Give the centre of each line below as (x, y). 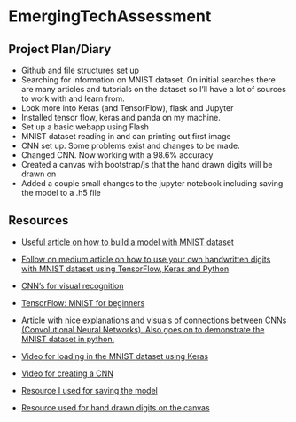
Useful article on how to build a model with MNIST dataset (127, 242)
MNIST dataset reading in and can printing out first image (126, 136)
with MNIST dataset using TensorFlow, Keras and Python (125, 269)
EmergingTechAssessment (110, 16)
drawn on (39, 174)
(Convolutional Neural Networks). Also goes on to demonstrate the (143, 329)
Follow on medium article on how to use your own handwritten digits (146, 259)
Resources (39, 220)
